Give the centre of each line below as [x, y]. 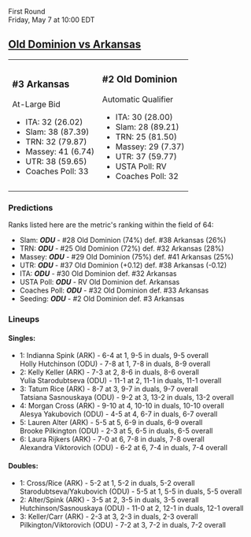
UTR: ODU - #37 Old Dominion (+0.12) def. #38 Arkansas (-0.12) [123, 265]
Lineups [24, 319]
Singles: [22, 337]
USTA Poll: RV [141, 166]
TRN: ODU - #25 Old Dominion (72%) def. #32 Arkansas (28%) [122, 248]
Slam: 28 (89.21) [147, 127]
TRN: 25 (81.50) [146, 136]
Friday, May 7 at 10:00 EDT [52, 20]
